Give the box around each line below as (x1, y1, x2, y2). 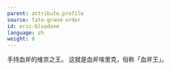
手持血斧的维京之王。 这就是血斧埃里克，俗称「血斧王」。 (7, 56, 168, 64)
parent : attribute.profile (7, 10, 84, 17)
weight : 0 (7, 36, 36, 43)
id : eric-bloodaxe (7, 23, 60, 30)
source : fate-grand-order (7, 16, 81, 23)
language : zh (7, 29, 44, 36)
